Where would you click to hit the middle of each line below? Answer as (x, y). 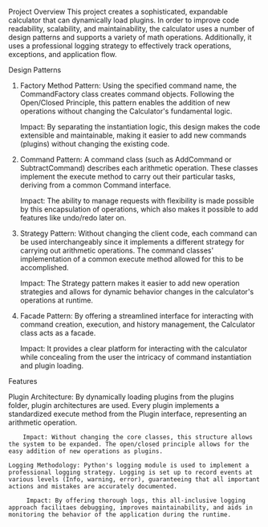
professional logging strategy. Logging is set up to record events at (130, 472)
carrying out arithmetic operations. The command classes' (117, 250)
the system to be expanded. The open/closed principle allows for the (129, 444)
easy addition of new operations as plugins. (85, 451)
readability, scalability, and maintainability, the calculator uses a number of (132, 29)
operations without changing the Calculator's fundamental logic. (126, 111)
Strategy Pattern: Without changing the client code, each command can (138, 233)
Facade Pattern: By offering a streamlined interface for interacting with (137, 316)
